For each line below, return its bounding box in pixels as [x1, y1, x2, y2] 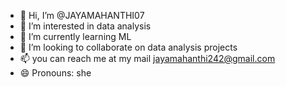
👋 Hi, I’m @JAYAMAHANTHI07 [19, 10, 145, 21]
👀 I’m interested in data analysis [19, 20, 152, 32]
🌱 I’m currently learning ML [19, 31, 132, 42]
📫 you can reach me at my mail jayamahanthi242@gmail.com [19, 53, 276, 64]
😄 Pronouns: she [19, 67, 92, 79]
